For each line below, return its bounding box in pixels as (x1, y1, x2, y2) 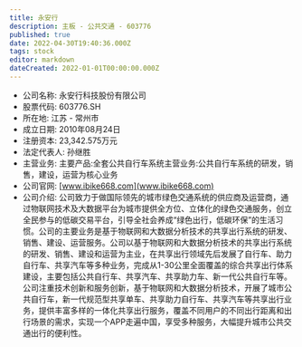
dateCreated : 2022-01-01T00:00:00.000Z (9, 64, 160, 73)
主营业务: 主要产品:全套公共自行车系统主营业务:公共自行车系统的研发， (22, 158, 286, 169)
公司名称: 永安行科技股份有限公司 (22, 90, 146, 101)
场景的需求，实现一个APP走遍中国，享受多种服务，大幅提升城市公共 (30, 316, 285, 327)
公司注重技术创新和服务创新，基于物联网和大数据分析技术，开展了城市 (22, 282, 285, 293)
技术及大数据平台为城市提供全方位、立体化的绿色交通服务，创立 (53, 203, 292, 214)
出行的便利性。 (30, 327, 87, 338)
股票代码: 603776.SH (22, 101, 101, 111)
